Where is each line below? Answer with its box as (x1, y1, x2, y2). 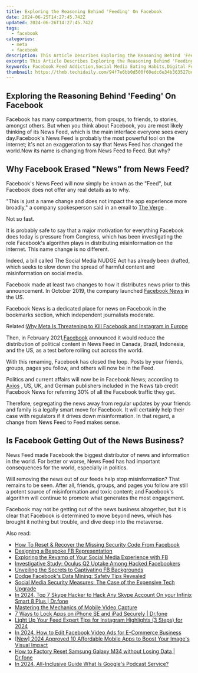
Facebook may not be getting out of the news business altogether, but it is (6, 505, 187, 512)
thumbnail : (6, 69, 33, 75)
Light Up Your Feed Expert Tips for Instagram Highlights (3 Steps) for (14, 616, 183, 623)
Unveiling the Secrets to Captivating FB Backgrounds (14, 566, 144, 573)
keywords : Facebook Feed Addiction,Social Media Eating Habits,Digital (6, 63, 186, 70)
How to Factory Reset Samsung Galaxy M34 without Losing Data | (14, 648, 176, 655)
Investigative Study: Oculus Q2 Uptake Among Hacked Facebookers (14, 560, 181, 567)
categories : (6, 36, 35, 42)
